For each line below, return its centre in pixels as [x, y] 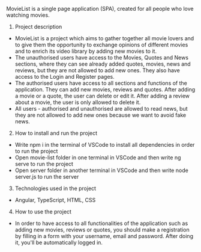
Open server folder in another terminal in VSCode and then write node [102, 170]
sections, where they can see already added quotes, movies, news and [103, 64]
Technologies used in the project [55, 188]
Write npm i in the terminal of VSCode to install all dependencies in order [105, 145]
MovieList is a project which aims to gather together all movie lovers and [104, 38]
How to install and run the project [56, 133]
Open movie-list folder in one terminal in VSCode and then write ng [98, 158]
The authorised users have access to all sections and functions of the [101, 83]
